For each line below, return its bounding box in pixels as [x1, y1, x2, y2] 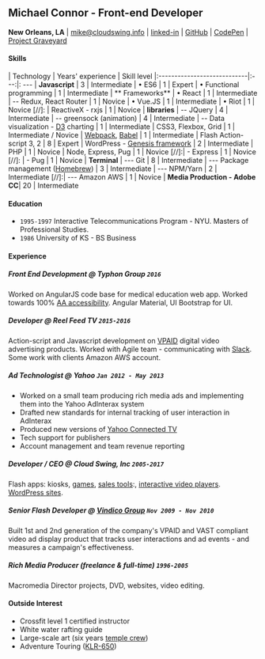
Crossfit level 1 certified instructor [19, 616, 131, 626]
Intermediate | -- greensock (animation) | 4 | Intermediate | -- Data [8, 114, 225, 123]
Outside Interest [8, 599, 63, 608]
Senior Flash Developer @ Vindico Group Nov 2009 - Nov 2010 [8, 506, 214, 515]
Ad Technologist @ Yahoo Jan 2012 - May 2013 [8, 371, 165, 381]
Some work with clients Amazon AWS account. [8, 352, 161, 362]
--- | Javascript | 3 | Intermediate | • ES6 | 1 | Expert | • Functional [22, 80, 240, 89]
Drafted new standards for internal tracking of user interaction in [19, 407, 230, 417]
